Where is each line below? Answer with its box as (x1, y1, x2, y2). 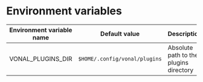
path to (167, 51, 188, 59)
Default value (100, 29, 140, 38)
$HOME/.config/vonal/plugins (78, 55, 162, 62)
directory (167, 66, 194, 74)
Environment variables (6, 4, 122, 18)
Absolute (167, 43, 193, 51)
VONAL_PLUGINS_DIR (9, 54, 72, 63)
